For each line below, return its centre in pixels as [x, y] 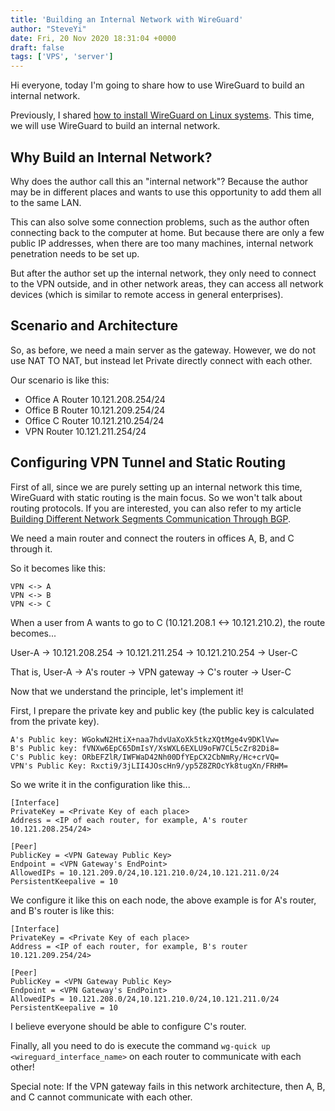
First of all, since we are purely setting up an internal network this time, [156, 487]
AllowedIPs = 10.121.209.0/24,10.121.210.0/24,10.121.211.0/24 [145, 872]
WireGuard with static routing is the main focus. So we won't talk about [156, 497]
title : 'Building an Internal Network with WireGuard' [127, 19]
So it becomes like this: [58, 568]
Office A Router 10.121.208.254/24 [95, 399]
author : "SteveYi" [48, 29]
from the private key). [55, 721]
